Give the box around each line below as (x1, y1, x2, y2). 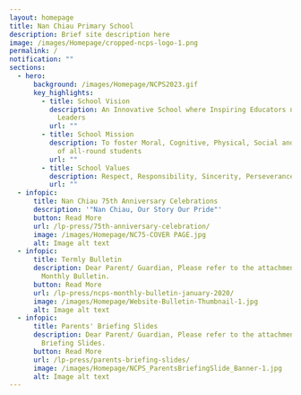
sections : (9, 64, 47, 73)
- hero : (17, 72, 47, 81)
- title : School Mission (41, 130, 134, 139)
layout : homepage (9, 13, 74, 22)
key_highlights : (32, 88, 94, 97)
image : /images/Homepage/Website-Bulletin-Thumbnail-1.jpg (32, 297, 258, 306)
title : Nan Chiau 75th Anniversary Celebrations (32, 197, 219, 206)
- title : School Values (41, 163, 130, 172)
